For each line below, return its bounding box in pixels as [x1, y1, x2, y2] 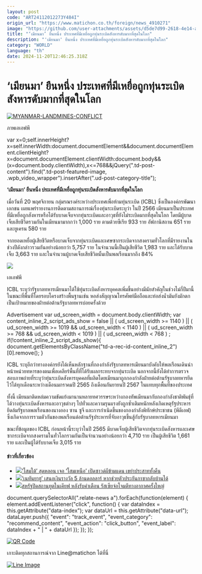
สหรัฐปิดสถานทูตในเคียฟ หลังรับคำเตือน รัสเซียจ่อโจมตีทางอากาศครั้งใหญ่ [21, 482, 164, 489]
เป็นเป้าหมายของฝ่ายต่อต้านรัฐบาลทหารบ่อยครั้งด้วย [7, 299, 106, 306]
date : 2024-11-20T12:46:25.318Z [7, 53, 88, 59]
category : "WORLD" [7, 43, 53, 49]
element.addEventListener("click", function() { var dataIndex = [7, 500, 161, 507]
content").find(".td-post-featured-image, [7, 168, 107, 175]
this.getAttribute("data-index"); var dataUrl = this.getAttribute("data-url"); [7, 507, 188, 514]
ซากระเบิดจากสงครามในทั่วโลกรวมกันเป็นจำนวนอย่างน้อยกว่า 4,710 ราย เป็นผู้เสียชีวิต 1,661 [7, 432, 190, 439]
